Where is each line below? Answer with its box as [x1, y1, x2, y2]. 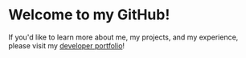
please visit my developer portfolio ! [8, 40, 125, 50]
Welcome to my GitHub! [8, 6, 170, 24]
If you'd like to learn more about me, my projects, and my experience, [8, 32, 239, 42]
